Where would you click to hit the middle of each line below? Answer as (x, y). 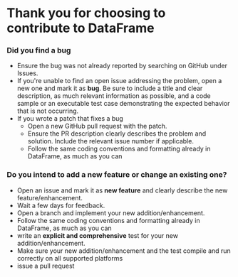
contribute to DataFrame (81, 28)
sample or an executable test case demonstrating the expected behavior (123, 104)
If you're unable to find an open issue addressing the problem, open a (119, 81)
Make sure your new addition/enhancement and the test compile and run (124, 251)
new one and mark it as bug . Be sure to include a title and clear (110, 88)
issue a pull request (46, 266)
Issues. (27, 73)
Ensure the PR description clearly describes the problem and (117, 134)
